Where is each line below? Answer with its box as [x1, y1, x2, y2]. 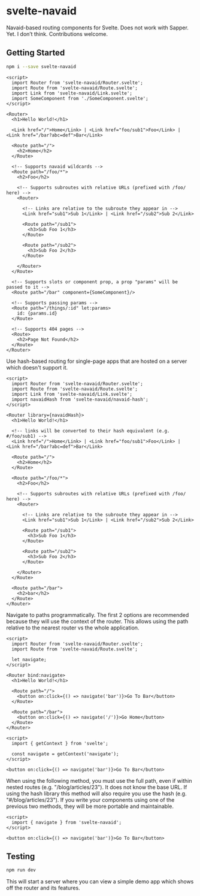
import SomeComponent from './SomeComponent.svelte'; [11, 95, 149, 101]
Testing [6, 852, 35, 862]
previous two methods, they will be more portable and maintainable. [6, 803, 174, 810]
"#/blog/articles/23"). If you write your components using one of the [6, 796, 175, 803]
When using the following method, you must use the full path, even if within [6, 777, 192, 784]
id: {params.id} [17, 310, 58, 316]
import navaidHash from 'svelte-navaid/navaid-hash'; [11, 396, 149, 402]
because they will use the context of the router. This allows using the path [6, 617, 189, 625]
